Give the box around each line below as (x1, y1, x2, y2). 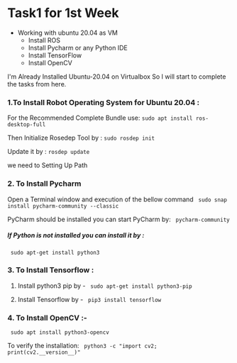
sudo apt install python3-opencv (10, 329, 110, 336)
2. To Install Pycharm (7, 179, 82, 189)
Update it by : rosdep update (7, 147, 90, 156)
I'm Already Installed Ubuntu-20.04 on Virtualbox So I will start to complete (7, 72, 226, 81)
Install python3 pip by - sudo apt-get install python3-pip (17, 281, 193, 290)
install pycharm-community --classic (7, 202, 119, 210)
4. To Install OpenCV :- (7, 313, 87, 323)
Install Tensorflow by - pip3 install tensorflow (17, 295, 162, 303)
